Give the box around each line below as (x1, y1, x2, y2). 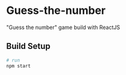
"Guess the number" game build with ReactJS (6, 24, 121, 31)
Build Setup (6, 41, 51, 51)
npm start (6, 63, 31, 69)
